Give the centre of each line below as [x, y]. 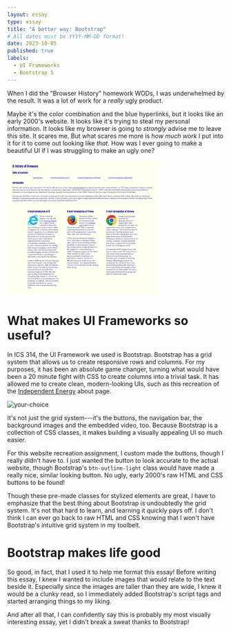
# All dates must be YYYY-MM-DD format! [66, 37]
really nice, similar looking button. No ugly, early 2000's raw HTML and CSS [115, 475]
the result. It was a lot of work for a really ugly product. [85, 101]
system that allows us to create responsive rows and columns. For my [106, 362]
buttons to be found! [36, 483]
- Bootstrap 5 [33, 72]
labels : [18, 59]
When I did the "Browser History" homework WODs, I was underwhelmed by [116, 93]
